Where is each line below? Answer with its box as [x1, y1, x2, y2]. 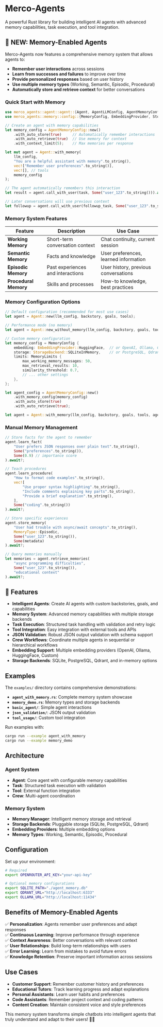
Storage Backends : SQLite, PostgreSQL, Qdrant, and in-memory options [12, 658, 158, 664]
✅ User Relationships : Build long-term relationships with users [5, 942, 131, 949]
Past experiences [47, 264, 86, 270]
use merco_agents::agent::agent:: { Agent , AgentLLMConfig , [5, 110, 125, 115]
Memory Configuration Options [5, 299, 81, 306]
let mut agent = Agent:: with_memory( [5, 150, 81, 155]
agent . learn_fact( [5, 440, 42, 445]
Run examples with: [5, 724, 45, 730]
